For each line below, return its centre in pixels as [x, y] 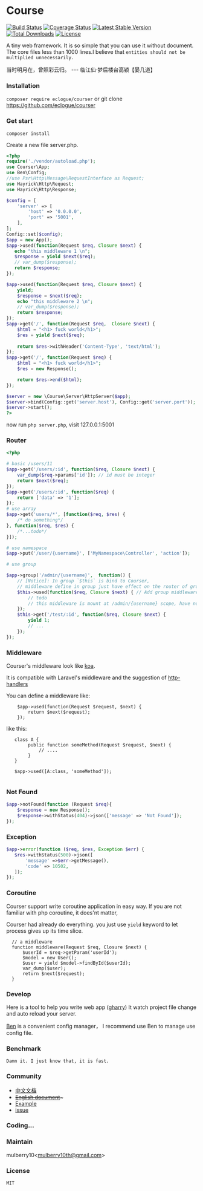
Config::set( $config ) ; [35, 234]
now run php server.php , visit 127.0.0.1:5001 [60, 425]
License [18, 1170]
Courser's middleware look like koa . [51, 666]
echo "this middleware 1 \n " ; [52, 251]
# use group [21, 564]
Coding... [20, 1126]
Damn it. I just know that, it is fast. [58, 1061]
